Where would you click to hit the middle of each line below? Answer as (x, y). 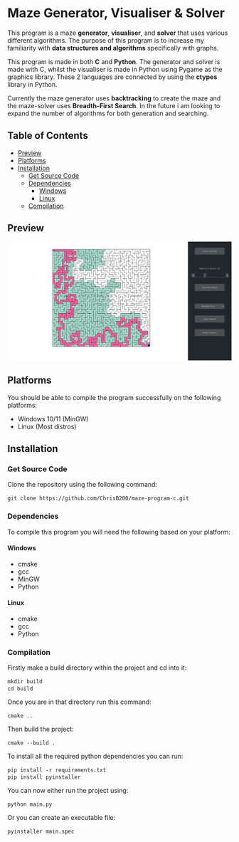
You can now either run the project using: (68, 791)
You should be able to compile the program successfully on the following (114, 397)
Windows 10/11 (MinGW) (53, 419)
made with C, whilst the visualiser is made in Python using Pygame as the (115, 69)
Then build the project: (41, 729)
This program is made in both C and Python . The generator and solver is (114, 61)
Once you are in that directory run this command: (79, 702)
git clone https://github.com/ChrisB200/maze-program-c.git (99, 499)
